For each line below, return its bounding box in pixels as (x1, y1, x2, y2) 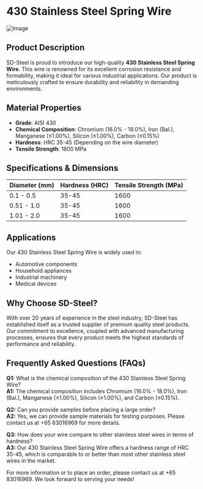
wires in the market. (6, 456, 56, 464)
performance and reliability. (6, 340, 76, 348)
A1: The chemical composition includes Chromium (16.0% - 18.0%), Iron (6, 387, 188, 394)
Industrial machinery (15, 273, 67, 281)
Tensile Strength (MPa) (114, 181, 183, 190)
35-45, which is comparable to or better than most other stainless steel (6, 450, 185, 458)
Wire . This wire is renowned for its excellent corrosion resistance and (6, 65, 182, 72)
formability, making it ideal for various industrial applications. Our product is (6, 72, 197, 79)
